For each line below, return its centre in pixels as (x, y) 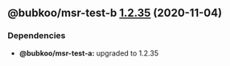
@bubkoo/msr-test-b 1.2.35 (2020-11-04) (115, 13)
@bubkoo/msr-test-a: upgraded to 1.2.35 (88, 53)
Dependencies (37, 36)
